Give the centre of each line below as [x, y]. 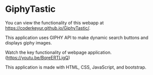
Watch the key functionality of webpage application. [58, 52]
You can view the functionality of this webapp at [54, 23]
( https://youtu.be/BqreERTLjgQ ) [38, 57]
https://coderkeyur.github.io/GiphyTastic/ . [48, 28]
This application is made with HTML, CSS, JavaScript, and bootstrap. [76, 67]
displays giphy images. [29, 42]
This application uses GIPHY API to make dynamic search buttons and [77, 37]
